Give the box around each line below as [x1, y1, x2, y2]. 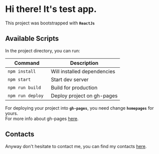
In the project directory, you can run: [5, 47, 80, 53]
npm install [7, 68, 36, 74]
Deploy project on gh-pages [50, 92, 118, 99]
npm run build [7, 85, 41, 90]
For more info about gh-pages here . [5, 116, 79, 122]
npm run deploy [7, 93, 44, 98]
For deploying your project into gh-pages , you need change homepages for [5, 105, 154, 111]
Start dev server [50, 76, 89, 83]
